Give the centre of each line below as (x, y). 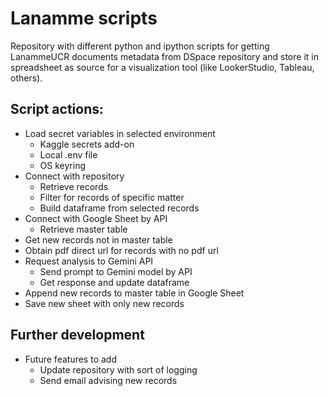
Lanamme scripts (84, 18)
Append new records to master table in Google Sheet (134, 293)
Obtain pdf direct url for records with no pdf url (121, 250)
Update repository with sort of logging (118, 369)
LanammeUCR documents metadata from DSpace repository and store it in (164, 56)
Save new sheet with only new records (104, 303)
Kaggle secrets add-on (87, 144)
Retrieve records (74, 186)
